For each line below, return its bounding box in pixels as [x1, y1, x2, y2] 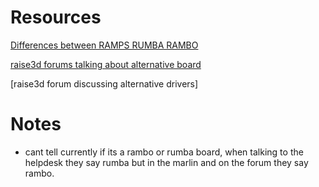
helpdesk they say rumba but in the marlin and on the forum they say [24, 156, 309, 168]
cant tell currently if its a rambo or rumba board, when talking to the [24, 146, 304, 158]
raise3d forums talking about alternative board [10, 58, 202, 70]
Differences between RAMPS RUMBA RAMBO [10, 39, 199, 51]
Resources [10, 6, 102, 29]
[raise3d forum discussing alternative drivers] [10, 77, 199, 90]
